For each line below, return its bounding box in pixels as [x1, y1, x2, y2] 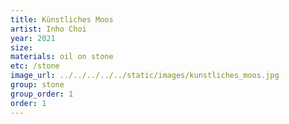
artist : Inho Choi [10, 24, 87, 34]
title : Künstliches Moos [10, 14, 114, 25]
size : [10, 42, 33, 53]
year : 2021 [10, 33, 56, 43]
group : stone [10, 80, 65, 90]
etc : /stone [10, 61, 60, 71]
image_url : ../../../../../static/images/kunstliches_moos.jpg [10, 71, 280, 81]
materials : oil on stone [10, 52, 114, 62]
